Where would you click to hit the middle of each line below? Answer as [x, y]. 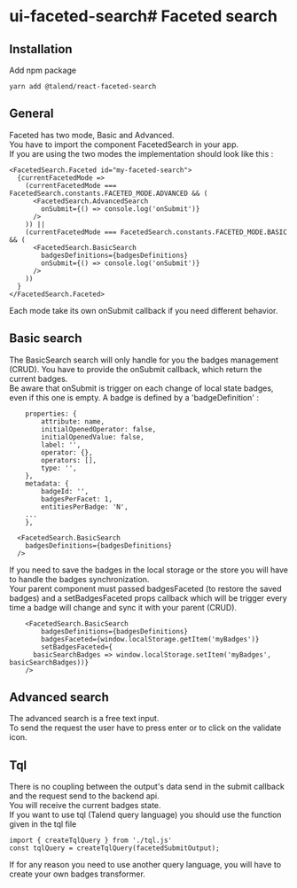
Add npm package [43, 70]
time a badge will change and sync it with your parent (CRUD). [123, 607]
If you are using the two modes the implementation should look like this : [141, 153]
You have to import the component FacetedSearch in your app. [124, 144]
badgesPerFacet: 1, [77, 499]
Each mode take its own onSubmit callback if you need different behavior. [144, 310]
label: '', [61, 445]
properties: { [51, 414]
